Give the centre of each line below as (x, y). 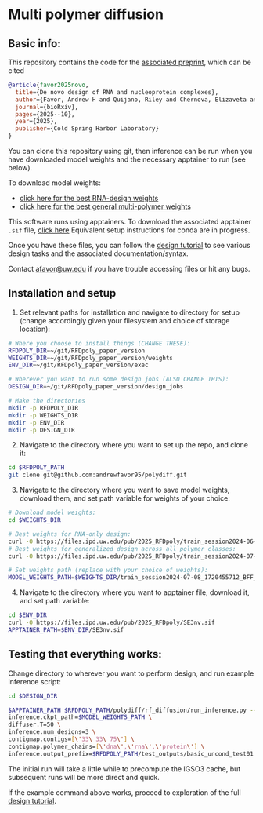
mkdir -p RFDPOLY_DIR (43, 408)
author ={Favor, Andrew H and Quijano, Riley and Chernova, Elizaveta (131, 100)
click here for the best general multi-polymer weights (105, 206)
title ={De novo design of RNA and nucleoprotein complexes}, (117, 92)
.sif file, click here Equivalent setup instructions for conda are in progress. (129, 230)
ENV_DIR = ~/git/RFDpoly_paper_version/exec (78, 365)
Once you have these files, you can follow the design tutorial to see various (129, 245)
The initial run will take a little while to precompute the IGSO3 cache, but (124, 769)
